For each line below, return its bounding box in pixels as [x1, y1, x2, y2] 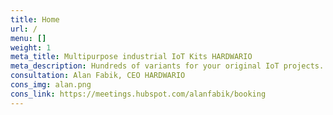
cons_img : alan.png [10, 80, 92, 90]
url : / [10, 24, 38, 34]
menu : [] [10, 33, 47, 43]
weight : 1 [10, 42, 52, 53]
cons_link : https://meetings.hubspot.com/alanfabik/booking [10, 89, 267, 99]
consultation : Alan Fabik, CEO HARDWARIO [10, 71, 186, 81]
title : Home [10, 14, 60, 25]
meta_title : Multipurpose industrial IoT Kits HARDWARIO [10, 52, 253, 62]
